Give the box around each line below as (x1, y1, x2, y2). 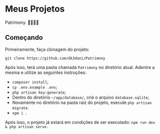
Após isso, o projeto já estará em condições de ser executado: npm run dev (5, 119, 156, 125)
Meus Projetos (5, 3, 65, 15)
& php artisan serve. (5, 124, 49, 129)
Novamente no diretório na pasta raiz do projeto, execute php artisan (12, 100, 152, 105)
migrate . (12, 104, 29, 110)
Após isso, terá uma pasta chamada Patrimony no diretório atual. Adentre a (5, 64, 155, 70)
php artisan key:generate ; (12, 89, 66, 95)
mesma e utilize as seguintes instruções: (5, 69, 87, 75)
